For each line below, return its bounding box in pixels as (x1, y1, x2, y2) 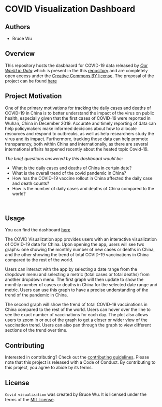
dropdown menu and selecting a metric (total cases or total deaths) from (5, 272, 150, 277)
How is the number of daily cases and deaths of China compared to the (12, 185, 155, 191)
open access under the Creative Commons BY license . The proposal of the (5, 73, 154, 79)
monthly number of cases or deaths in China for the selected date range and (5, 282, 158, 288)
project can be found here (5, 78, 57, 83)
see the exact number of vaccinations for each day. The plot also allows (5, 312, 148, 318)
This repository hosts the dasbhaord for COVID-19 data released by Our (5, 62, 148, 68)
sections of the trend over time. (5, 327, 68, 333)
